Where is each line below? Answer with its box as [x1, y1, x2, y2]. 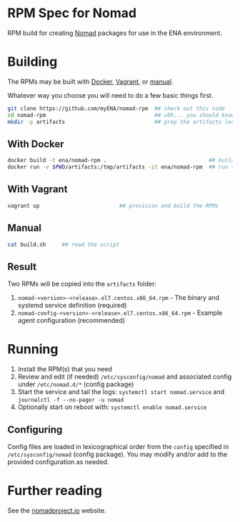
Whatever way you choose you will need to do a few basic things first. [7, 91, 214, 99]
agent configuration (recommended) [17, 316, 126, 325]
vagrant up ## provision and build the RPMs [7, 202, 219, 209]
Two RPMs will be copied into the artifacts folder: [7, 280, 157, 288]
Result [7, 261, 37, 273]
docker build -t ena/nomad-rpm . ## [7, 157, 216, 164]
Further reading [7, 483, 102, 499]
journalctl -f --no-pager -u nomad [17, 396, 124, 404]
